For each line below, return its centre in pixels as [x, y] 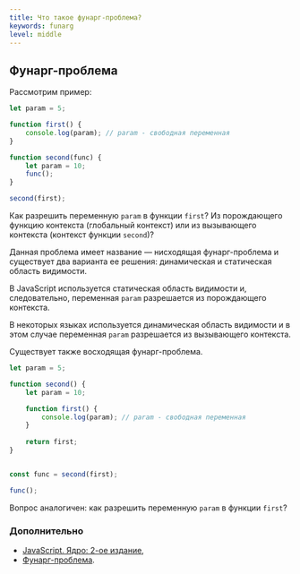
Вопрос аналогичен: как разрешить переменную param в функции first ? [149, 508]
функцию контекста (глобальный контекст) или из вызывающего [133, 226]
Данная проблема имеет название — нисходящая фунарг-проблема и [144, 253]
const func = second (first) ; [64, 474]
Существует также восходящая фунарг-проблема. [106, 352]
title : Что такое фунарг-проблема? [76, 17]
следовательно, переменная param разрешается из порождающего [138, 298]
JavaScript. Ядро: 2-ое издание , [83, 550]
